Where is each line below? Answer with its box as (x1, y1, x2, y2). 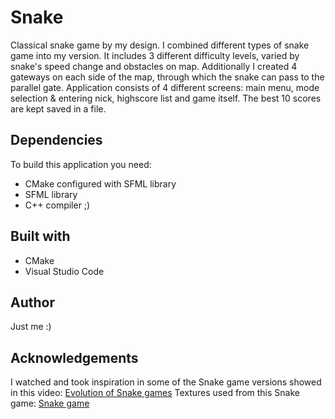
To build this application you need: (10, 158, 152, 170)
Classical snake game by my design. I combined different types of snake (10, 39, 310, 51)
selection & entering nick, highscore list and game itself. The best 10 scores (10, 92, 322, 104)
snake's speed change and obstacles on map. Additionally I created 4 (10, 60, 298, 72)
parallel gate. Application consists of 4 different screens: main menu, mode (10, 81, 320, 93)
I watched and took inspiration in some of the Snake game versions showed (10, 376, 322, 388)
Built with (10, 228, 71, 245)
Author (10, 294, 55, 311)
